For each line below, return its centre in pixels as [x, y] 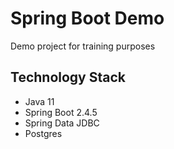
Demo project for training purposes [83, 46]
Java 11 [39, 101]
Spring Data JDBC [62, 123]
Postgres [43, 133]
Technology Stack [68, 77]
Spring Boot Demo [87, 18]
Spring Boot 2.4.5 [61, 112]
